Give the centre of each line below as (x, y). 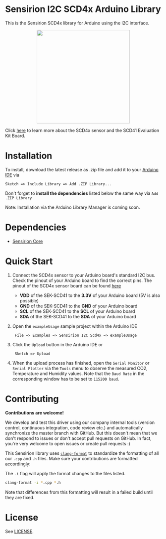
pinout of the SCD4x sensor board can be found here (67, 285)
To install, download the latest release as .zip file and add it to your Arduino (82, 169)
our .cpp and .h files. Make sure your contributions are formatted (71, 458)
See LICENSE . (19, 531)
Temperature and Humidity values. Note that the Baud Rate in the (78, 373)
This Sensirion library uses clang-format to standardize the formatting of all (82, 453)
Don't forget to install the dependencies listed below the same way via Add (82, 193)
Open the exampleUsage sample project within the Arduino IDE (75, 326)
